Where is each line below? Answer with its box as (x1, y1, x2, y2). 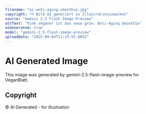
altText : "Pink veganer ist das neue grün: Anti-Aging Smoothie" (5, 21, 142, 26)
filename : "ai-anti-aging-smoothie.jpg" (5, 7, 89, 12)
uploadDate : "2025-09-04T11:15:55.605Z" (5, 35, 89, 40)
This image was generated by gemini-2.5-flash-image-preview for (5, 71, 139, 77)
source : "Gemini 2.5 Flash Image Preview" (5, 16, 93, 21)
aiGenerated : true (5, 25, 43, 30)
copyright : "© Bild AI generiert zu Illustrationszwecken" (5, 12, 129, 17)
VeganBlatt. (5, 77, 29, 83)
